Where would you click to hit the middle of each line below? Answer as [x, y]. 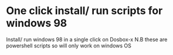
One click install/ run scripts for [84, 11]
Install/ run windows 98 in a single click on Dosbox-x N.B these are [87, 39]
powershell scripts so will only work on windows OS [69, 46]
